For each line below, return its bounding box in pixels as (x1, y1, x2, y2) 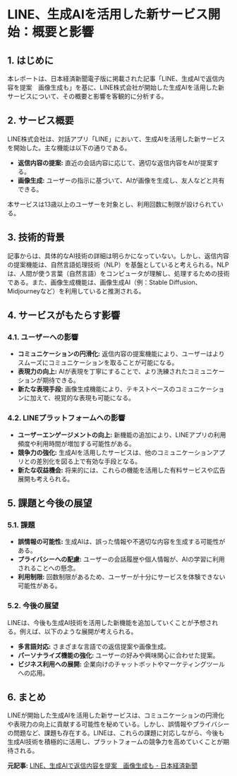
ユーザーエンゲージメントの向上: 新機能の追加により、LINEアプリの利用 (17, 430, 226, 439)
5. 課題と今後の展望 (7, 497, 92, 509)
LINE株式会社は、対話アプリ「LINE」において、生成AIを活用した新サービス (7, 135, 226, 143)
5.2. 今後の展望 (7, 601, 59, 611)
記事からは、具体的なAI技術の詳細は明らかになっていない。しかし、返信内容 (7, 251, 229, 260)
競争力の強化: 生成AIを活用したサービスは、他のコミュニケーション (17, 448, 213, 456)
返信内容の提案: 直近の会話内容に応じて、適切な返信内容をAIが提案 (17, 158, 213, 166)
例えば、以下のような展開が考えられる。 (19, 627, 138, 636)
